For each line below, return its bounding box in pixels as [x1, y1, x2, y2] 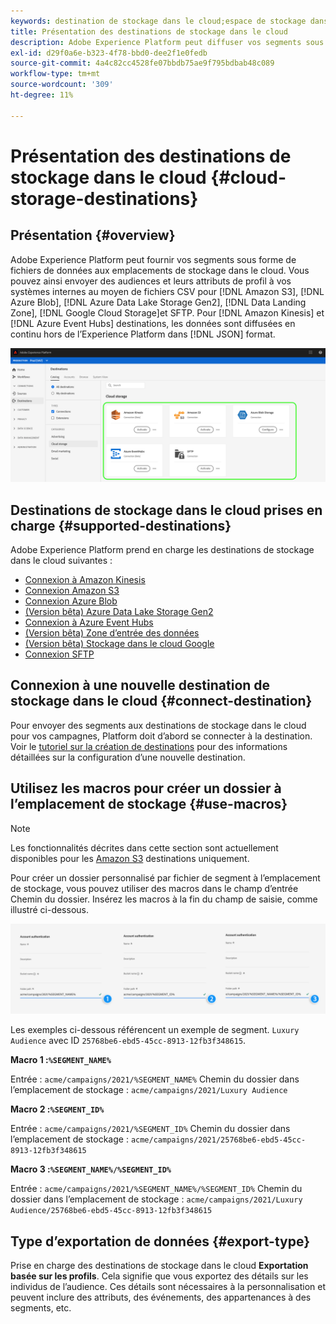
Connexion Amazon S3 [24, 585, 120, 597]
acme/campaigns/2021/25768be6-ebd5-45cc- [130, 1135, 307, 1145]
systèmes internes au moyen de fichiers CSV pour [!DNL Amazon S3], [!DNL [10, 285, 325, 297]
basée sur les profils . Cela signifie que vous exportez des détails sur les [10, 1270, 309, 1282]
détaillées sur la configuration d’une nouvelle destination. [10, 751, 246, 763]
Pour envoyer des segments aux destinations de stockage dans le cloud [10, 719, 307, 731]
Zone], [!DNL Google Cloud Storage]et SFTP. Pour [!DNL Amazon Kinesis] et [10, 306, 325, 319]
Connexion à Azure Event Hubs [24, 616, 154, 629]
